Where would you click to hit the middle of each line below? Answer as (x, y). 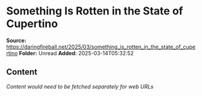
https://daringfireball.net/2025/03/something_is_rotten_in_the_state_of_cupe (101, 47)
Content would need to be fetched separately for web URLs (80, 86)
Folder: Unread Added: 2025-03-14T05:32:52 (76, 53)
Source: (17, 40)
